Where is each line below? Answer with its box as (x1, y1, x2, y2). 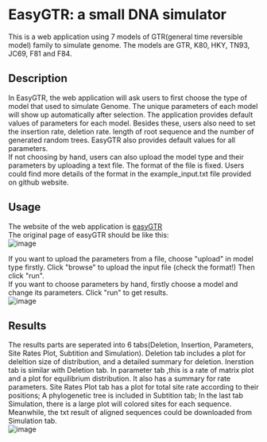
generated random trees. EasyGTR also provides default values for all (8, 135, 236, 145)
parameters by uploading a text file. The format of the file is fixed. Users (8, 161, 245, 170)
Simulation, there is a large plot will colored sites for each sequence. (8, 399, 232, 409)
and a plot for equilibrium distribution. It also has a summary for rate (8, 374, 231, 383)
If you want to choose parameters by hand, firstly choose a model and (8, 279, 238, 289)
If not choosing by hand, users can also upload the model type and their (8, 152, 244, 161)
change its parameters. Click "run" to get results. (8, 288, 168, 297)
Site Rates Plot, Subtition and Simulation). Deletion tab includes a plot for (8, 348, 246, 359)
